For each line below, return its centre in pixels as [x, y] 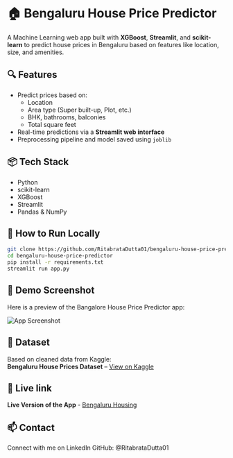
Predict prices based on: [52, 95]
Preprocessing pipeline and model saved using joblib [94, 139]
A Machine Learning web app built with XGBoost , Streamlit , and [99, 37]
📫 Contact [31, 427]
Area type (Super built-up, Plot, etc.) [79, 110]
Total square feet [52, 124]
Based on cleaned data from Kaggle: [59, 359]
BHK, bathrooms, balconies [67, 117]
